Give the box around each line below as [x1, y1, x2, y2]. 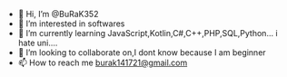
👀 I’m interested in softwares [17, 18, 125, 29]
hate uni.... [17, 37, 58, 48]
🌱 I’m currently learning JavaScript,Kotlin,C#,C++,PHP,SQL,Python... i [17, 28, 279, 38]
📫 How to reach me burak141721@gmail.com [17, 57, 188, 68]
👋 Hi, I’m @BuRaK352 [17, 9, 99, 19]
